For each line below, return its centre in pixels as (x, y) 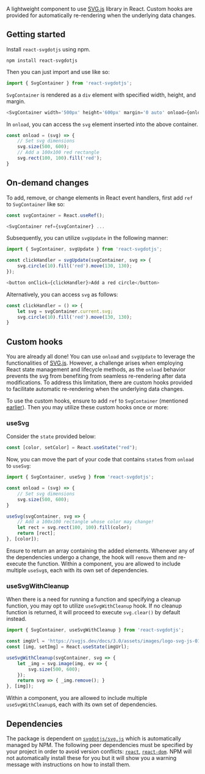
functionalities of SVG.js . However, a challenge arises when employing (95, 363)
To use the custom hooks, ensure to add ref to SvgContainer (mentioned (97, 401)
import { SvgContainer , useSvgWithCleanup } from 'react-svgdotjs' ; (95, 630)
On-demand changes (48, 183)
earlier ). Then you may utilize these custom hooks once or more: (88, 407)
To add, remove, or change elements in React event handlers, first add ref (100, 198)
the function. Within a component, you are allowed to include (104, 564)
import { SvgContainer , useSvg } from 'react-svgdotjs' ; (80, 477)
